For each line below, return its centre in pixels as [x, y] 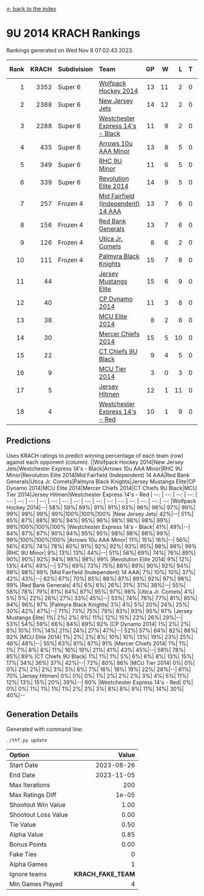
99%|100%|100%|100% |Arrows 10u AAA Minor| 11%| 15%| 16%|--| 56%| [98, 539]
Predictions [29, 441]
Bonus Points [28, 844]
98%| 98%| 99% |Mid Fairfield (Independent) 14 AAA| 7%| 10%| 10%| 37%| [101, 572]
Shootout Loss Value [39, 814]
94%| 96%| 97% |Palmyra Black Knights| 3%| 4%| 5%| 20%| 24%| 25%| [98, 604]
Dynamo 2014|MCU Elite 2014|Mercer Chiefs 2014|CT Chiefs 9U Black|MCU [102, 488]
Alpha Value [26, 834]
